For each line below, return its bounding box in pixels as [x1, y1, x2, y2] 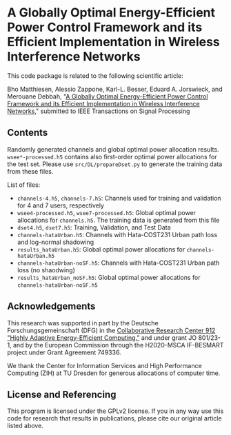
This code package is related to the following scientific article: [7, 71, 184, 80]
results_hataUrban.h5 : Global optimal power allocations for [17, 245, 185, 253]
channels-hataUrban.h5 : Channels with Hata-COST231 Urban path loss [17, 230, 218, 239]
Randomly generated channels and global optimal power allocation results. [7, 145, 219, 153]
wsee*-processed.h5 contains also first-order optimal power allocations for [7, 152, 217, 161]
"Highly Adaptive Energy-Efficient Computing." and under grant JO [7, 333, 197, 342]
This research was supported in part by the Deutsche [7, 318, 159, 327]
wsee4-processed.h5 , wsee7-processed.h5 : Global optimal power [17, 208, 197, 216]
